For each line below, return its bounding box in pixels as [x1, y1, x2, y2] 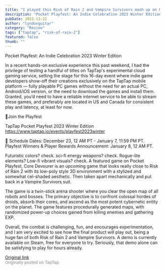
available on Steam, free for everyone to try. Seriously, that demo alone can [5, 240, 158, 245]
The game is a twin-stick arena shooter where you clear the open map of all [5, 188, 159, 194]
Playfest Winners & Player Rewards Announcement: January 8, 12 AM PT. [5, 143, 154, 149]
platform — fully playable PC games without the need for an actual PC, [5, 83, 148, 89]
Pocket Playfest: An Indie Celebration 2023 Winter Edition [5, 53, 122, 59]
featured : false [5, 35, 38, 40]
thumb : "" [5, 39, 26, 44]
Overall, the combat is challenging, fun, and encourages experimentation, [5, 224, 154, 230]
